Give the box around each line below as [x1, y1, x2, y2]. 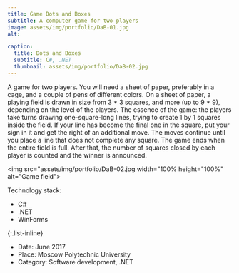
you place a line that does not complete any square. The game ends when [7, 135, 225, 144]
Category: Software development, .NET [17, 257, 133, 266]
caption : [7, 43, 34, 51]
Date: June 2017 [17, 242, 66, 251]
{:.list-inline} [7, 229, 44, 237]
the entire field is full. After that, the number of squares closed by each [7, 143, 215, 152]
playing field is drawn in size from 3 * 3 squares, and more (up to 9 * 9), [7, 98, 220, 106]
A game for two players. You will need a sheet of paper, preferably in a [7, 83, 215, 91]
